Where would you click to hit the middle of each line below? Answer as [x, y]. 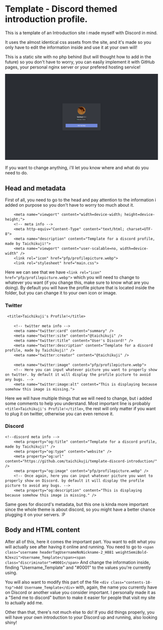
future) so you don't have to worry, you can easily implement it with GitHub [80, 62]
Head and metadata [35, 188]
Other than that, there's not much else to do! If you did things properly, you [80, 612]
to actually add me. [24, 603]
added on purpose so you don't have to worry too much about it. [70, 205]
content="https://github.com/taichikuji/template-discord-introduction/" [81, 461]
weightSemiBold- [132, 552]
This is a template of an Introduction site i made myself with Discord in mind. [81, 33]
